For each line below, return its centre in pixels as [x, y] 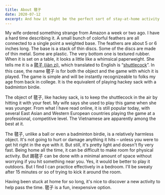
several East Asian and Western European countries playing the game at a [80, 114]
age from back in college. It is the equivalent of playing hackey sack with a [81, 82]
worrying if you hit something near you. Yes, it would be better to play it [78, 161]
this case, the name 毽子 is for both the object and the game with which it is [82, 71]
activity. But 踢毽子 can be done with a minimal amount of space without [78, 156]
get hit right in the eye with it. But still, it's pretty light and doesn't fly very [79, 145]
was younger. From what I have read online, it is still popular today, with [78, 108]
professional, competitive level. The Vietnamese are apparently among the [81, 118]
